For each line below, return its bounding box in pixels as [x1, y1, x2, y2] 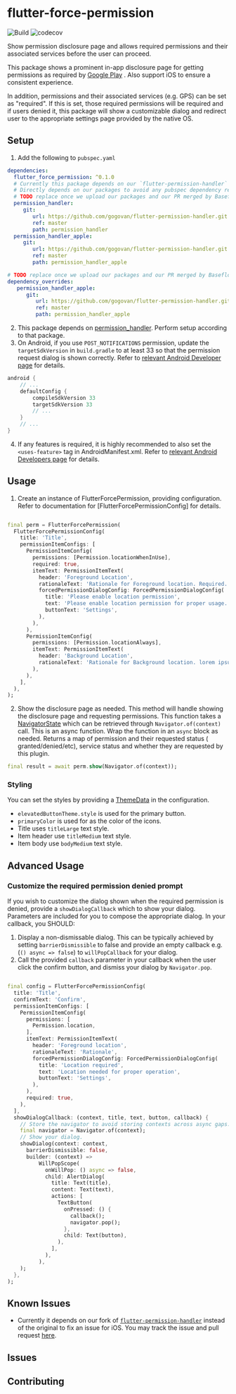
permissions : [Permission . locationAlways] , [32, 640, 162, 647]
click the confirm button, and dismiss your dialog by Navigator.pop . [17, 963, 212, 972]
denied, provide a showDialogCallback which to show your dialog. [7, 905, 196, 913]
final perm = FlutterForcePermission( [7, 521, 121, 528]
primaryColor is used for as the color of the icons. [17, 817, 162, 826]
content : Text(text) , [51, 1186, 114, 1193]
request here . [17, 1331, 57, 1340]
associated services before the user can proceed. [7, 49, 152, 58]
